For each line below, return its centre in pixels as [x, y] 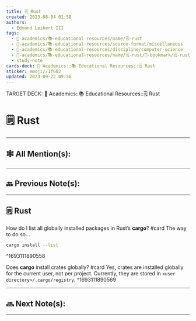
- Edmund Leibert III [38, 28]
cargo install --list [32, 245]
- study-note [27, 60]
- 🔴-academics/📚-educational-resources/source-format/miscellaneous [97, 44]
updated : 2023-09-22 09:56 [39, 77]
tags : [13, 33]
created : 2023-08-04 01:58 [39, 17]
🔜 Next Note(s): [36, 304]
